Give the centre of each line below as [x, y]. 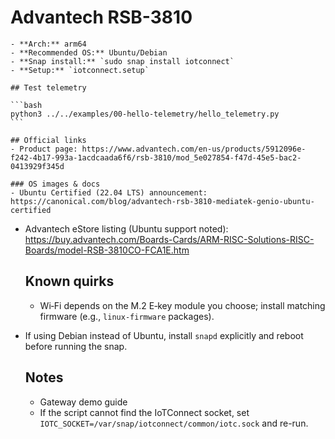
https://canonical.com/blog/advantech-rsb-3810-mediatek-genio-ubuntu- [162, 201]
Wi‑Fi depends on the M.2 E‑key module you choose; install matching [182, 305]
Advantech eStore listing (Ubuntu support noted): [126, 228]
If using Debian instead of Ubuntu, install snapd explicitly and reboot [164, 335]
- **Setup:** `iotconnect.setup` [80, 70]
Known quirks [69, 281]
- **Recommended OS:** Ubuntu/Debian [89, 52]
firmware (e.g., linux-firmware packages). [127, 316]
